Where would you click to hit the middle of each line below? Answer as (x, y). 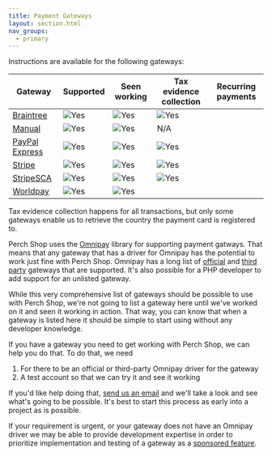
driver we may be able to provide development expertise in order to (121, 435)
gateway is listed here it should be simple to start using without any (121, 320)
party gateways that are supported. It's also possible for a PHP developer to (135, 270)
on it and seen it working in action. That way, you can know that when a (128, 312)
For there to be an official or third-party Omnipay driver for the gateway (139, 369)
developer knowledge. (46, 329)
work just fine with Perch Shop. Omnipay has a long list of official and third (133, 262)
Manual (27, 129)
